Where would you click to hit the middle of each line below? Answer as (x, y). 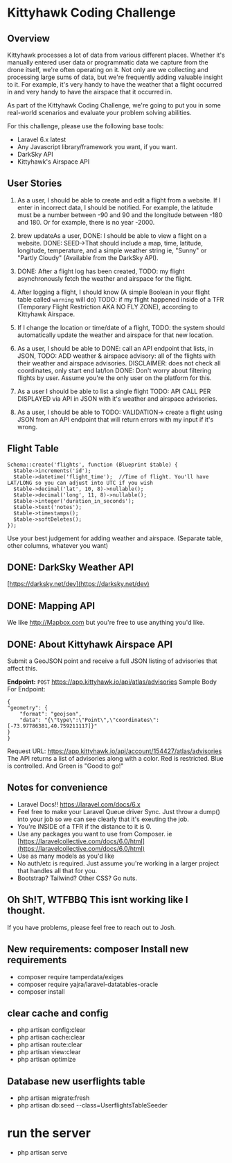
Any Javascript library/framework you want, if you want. (97, 147)
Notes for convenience (57, 787)
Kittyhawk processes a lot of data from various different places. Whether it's (116, 55)
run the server (49, 1134)
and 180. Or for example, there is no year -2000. (86, 222)
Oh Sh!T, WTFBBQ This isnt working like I (98, 900)
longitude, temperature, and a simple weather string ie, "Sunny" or (112, 250)
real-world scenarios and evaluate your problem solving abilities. (99, 113)
